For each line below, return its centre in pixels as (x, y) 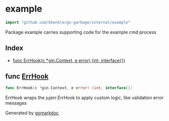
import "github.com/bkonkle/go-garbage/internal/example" (68, 22)
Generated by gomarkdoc (32, 113)
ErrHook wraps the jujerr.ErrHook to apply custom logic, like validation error (84, 98)
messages (16, 103)
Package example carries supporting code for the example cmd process (81, 32)
